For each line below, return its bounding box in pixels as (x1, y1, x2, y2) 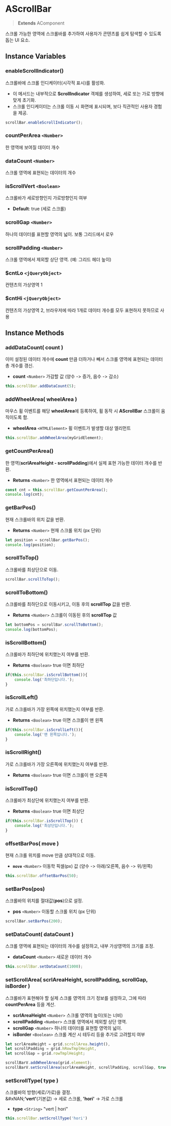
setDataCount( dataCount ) (5, 931, 74, 938)
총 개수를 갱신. (5, 362, 34, 369)
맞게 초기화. (12, 97, 37, 103)
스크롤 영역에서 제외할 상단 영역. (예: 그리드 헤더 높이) (5, 256, 112, 262)
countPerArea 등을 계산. (5, 1001, 56, 1007)
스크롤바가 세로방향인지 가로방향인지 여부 (5, 195, 88, 201)
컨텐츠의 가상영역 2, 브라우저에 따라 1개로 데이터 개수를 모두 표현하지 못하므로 (5, 307, 159, 313)
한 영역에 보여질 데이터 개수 (5, 144, 60, 150)
